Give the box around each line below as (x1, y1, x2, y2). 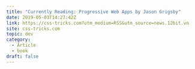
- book (11, 48, 28, 54)
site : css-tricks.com (6, 25, 61, 32)
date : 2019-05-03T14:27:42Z (6, 14, 77, 20)
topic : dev (6, 31, 34, 37)
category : (6, 37, 31, 43)
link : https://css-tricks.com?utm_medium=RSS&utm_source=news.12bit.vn (6, 20, 189, 26)
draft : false (6, 53, 39, 59)
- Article (11, 43, 36, 49)
